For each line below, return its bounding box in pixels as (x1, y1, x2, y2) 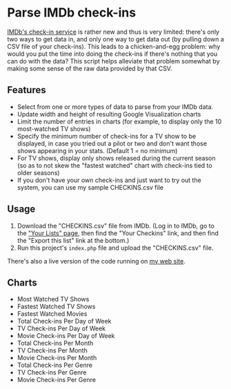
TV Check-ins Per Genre (17, 368, 87, 377)
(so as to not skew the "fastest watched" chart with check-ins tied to (17, 161, 212, 170)
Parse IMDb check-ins (7, 5, 137, 21)
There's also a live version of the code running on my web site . (7, 257, 186, 265)
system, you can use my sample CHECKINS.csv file (17, 183, 164, 191)
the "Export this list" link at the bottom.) (17, 236, 130, 244)
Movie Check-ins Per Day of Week (17, 332, 115, 340)
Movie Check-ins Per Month (17, 354, 97, 362)
